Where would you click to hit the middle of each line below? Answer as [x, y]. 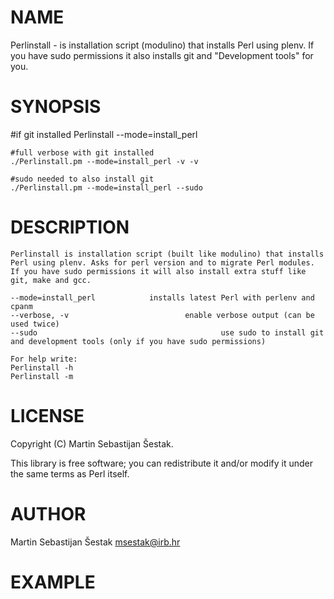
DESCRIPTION [70, 227]
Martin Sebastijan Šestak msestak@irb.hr [95, 542]
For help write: [44, 359]
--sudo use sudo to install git [167, 332]
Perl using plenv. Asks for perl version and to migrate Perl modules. [162, 262]
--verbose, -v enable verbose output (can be [162, 315]
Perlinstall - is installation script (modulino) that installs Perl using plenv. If [162, 45]
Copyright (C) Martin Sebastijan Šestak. [92, 443]
